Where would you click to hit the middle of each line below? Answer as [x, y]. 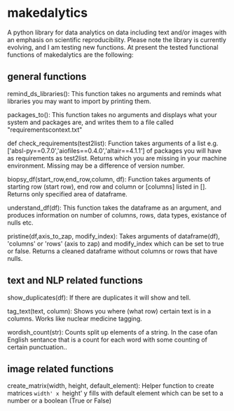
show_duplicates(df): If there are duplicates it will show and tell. [99, 297]
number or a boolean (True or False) [60, 400]
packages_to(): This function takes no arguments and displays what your [112, 114]
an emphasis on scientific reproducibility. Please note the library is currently [117, 39]
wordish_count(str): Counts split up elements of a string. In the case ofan [112, 332]
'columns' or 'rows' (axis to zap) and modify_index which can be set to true [116, 243]
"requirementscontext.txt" [45, 129]
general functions [47, 77]
